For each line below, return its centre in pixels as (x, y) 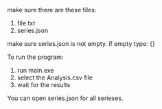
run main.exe (35, 70)
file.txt (26, 23)
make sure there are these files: (52, 10)
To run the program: (35, 57)
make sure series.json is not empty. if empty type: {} (81, 44)
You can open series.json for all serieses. (65, 98)
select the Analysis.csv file (55, 77)
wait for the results (44, 85)
